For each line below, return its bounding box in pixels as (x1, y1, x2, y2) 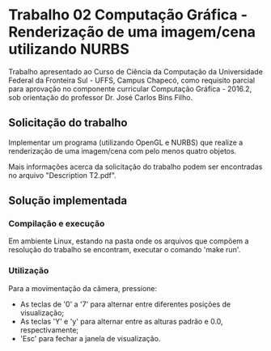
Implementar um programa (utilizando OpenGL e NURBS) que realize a (8, 137, 243, 147)
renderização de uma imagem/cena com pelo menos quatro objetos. (8, 146, 237, 155)
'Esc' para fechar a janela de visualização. (19, 333, 161, 343)
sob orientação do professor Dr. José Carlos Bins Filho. (8, 92, 193, 102)
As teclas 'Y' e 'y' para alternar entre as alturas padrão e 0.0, (19, 316, 224, 326)
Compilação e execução (8, 218, 105, 230)
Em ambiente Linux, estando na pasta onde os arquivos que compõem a (8, 236, 249, 246)
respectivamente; (19, 325, 79, 335)
